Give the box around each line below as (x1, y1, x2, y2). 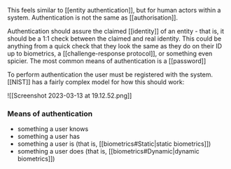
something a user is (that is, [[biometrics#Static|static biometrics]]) (17, 140, 211, 148)
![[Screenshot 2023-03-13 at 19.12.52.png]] (7, 91, 132, 100)
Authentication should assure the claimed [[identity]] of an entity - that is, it (7, 27, 225, 35)
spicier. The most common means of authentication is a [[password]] (7, 57, 206, 65)
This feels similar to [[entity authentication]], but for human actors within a (7, 6, 221, 14)
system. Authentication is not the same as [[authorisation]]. (7, 13, 178, 22)
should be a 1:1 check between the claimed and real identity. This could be (7, 34, 222, 43)
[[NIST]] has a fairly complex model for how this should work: (7, 78, 185, 86)
